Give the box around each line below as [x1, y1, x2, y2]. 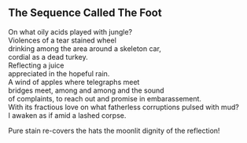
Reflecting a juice [8, 60, 65, 70]
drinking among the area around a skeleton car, [8, 43, 161, 53]
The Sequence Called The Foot [8, 6, 163, 20]
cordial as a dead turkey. [8, 52, 88, 61]
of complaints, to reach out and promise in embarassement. [8, 93, 202, 103]
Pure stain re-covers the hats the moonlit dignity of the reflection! [8, 126, 220, 135]
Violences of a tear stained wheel [8, 35, 116, 45]
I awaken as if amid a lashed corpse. [8, 110, 127, 120]
